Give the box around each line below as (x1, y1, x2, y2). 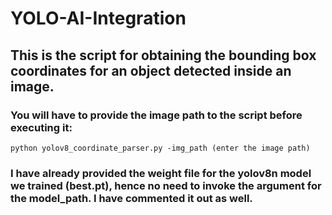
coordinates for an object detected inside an (10, 62, 292, 79)
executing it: (10, 120, 73, 134)
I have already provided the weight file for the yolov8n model (10, 166, 312, 180)
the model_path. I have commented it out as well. (10, 191, 253, 205)
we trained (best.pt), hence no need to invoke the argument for (10, 178, 322, 192)
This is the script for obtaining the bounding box (10, 47, 317, 64)
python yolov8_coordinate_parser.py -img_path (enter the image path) (10, 143, 311, 153)
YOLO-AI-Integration (10, 7, 187, 30)
